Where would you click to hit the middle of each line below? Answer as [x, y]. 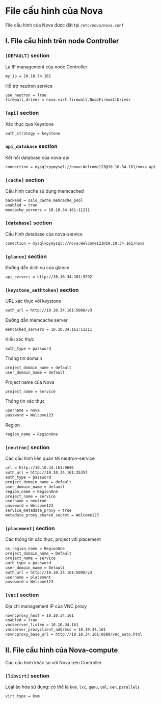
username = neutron [26, 501]
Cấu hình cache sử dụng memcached [45, 191]
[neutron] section [28, 447]
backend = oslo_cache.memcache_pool [44, 200]
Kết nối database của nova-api [37, 158]
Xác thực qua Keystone [30, 124]
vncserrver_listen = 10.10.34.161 [42, 625]
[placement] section [30, 528]
